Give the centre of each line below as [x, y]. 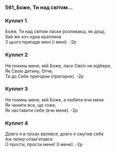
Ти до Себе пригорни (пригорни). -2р [44, 76]
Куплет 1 [16, 20]
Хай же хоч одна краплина [33, 37]
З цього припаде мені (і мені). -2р [41, 42]
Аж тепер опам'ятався [29, 139]
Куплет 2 [17, 55]
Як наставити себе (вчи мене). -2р [41, 110]
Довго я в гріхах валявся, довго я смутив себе [54, 134]
